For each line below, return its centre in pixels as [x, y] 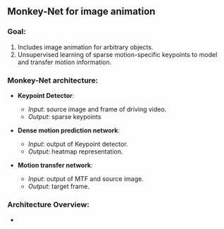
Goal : [17, 32]
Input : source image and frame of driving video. [97, 109]
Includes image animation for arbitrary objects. [85, 47]
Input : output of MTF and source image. [86, 178]
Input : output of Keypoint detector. [78, 144]
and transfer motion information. [64, 62]
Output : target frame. [59, 186]
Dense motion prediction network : [69, 130]
